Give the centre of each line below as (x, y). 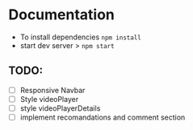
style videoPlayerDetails (60, 108)
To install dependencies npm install (80, 37)
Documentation (62, 15)
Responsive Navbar (52, 90)
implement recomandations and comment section (103, 117)
